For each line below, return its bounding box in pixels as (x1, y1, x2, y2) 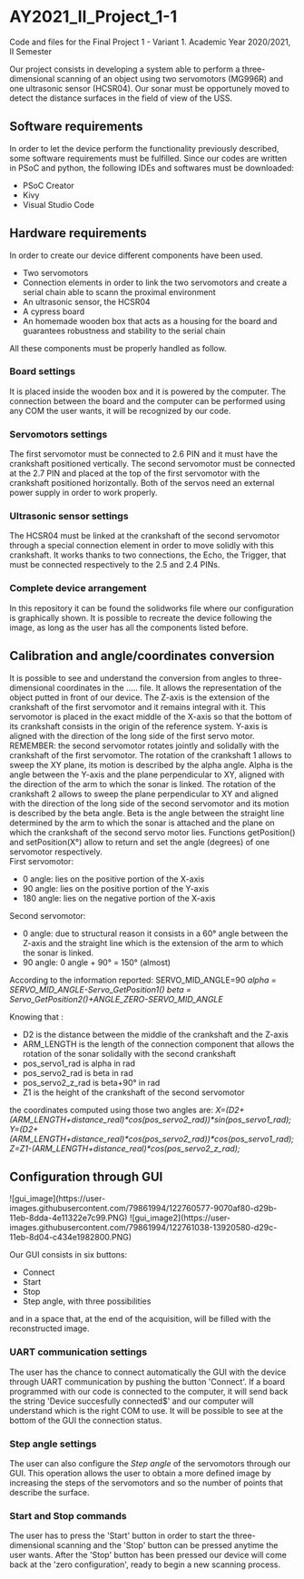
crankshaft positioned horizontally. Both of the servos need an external (9, 478, 275, 489)
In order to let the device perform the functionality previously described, (9, 143, 279, 153)
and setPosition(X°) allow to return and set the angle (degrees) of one (9, 836, 270, 847)
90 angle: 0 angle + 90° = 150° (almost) (22, 956, 171, 968)
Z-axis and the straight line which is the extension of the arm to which (22, 937, 284, 948)
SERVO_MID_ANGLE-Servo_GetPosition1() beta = (9, 983, 192, 995)
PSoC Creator (22, 180, 74, 191)
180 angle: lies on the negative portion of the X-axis (22, 893, 216, 903)
